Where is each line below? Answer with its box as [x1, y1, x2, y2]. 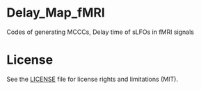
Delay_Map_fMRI [6, 5, 105, 21]
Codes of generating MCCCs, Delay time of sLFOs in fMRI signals [6, 28, 194, 36]
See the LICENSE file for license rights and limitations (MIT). [6, 75, 179, 83]
